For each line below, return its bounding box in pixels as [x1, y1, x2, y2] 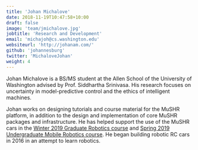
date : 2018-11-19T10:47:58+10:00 [6, 14, 89, 20]
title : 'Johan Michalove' [6, 8, 70, 15]
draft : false [6, 20, 39, 26]
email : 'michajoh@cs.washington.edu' [6, 36, 100, 42]
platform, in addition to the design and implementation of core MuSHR [6, 111, 178, 119]
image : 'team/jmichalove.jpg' [6, 25, 81, 32]
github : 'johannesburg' [6, 48, 65, 54]
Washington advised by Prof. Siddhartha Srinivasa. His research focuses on [6, 81, 191, 88]
